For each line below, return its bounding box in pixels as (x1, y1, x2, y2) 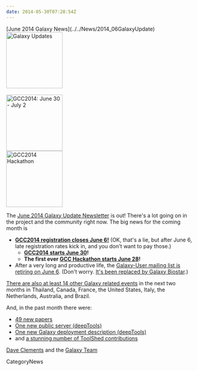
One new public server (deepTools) (14, 322, 102, 329)
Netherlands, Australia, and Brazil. (6, 292, 91, 300)
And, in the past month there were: (6, 304, 92, 311)
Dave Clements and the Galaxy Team (6, 346, 98, 354)
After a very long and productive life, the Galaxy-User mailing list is (14, 261, 181, 269)
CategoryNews (6, 358, 44, 365)
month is (6, 224, 28, 231)
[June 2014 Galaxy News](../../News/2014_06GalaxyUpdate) (6, 25, 155, 32)
